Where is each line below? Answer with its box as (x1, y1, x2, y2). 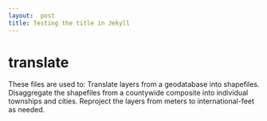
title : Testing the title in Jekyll (8, 19, 130, 27)
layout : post (8, 11, 56, 20)
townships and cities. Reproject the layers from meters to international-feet (8, 96, 255, 106)
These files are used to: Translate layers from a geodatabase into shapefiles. (8, 80, 260, 89)
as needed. (8, 105, 45, 115)
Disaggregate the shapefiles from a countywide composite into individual (8, 88, 249, 98)
